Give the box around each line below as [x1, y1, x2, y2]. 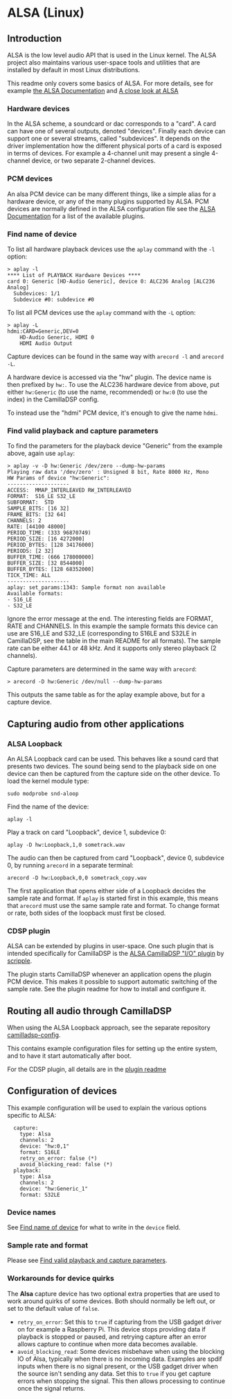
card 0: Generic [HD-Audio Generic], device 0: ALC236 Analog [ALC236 [7, 278, 215, 285]
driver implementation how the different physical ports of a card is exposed [7, 142, 222, 150]
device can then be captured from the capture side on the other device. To [7, 769, 220, 777]
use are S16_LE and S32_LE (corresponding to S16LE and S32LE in [7, 629, 197, 638]
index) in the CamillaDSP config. [7, 395, 99, 404]
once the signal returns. [17, 1384, 85, 1392]
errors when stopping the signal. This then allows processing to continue [17, 1377, 226, 1385]
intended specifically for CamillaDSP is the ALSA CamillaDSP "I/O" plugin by [7, 950, 224, 958]
